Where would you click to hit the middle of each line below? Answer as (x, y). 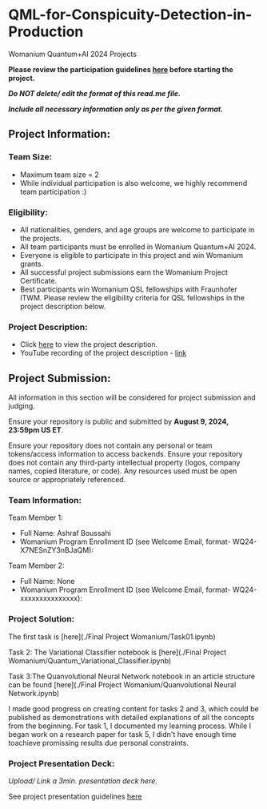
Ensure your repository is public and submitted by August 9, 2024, (119, 421)
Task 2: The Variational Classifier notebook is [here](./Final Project (118, 652)
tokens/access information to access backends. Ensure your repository (126, 454)
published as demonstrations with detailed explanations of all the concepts (132, 717)
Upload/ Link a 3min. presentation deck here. (83, 781)
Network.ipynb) (34, 693)
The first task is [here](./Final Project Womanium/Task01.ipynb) (112, 636)
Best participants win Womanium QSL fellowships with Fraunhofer (128, 289)
